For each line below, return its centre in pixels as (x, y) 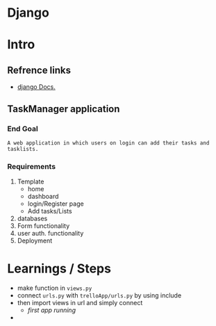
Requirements (32, 166)
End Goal (23, 129)
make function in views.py (55, 288)
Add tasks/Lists (50, 211)
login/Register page (56, 204)
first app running (52, 310)
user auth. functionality (50, 234)
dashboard (43, 197)
